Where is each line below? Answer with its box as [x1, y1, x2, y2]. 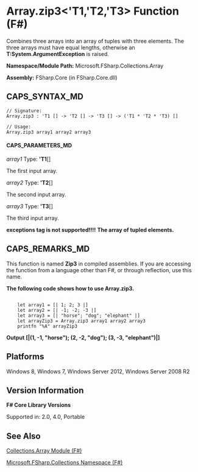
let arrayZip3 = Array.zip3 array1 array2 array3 [17, 318, 146, 324]
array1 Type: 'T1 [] [6, 155, 51, 163]
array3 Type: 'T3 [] [6, 202, 54, 210]
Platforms [6, 351, 44, 362]
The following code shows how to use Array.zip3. [6, 284, 135, 292]
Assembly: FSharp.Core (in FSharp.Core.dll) [6, 74, 118, 81]
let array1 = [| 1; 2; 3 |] [17, 301, 88, 308]
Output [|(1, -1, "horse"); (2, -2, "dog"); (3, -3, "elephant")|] [6, 334, 160, 341]
